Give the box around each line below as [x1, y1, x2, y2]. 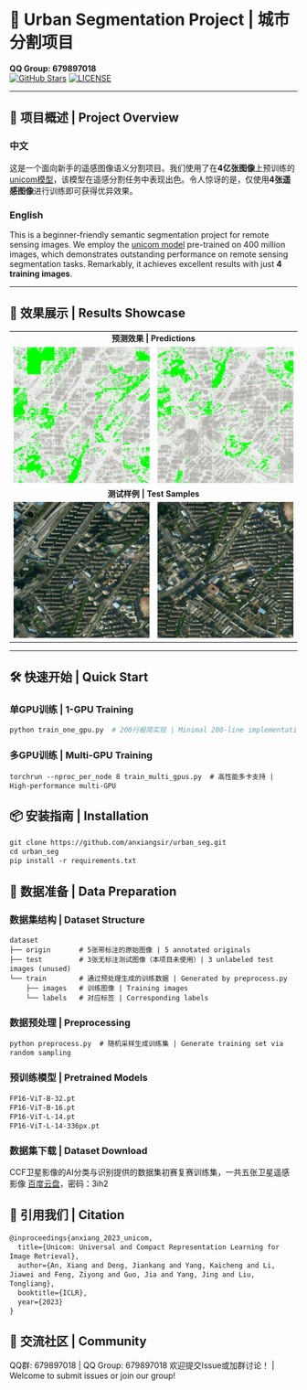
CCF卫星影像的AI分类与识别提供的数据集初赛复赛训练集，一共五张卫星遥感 [9, 1166, 291, 1177]
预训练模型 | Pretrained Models [9, 1072, 148, 1085]
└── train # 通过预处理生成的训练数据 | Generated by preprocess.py [9, 974, 288, 984]
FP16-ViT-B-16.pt [9, 1103, 76, 1112]
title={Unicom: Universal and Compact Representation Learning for [17, 1242, 281, 1252]
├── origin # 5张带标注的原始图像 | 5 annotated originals [9, 946, 251, 955]
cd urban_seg [9, 848, 59, 857]
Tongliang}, [9, 1278, 55, 1288]
